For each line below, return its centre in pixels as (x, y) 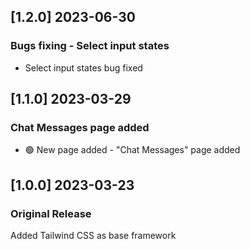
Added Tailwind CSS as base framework (93, 236)
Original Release (51, 213)
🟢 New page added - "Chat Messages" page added (132, 150)
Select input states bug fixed (83, 67)
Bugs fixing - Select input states (90, 46)
